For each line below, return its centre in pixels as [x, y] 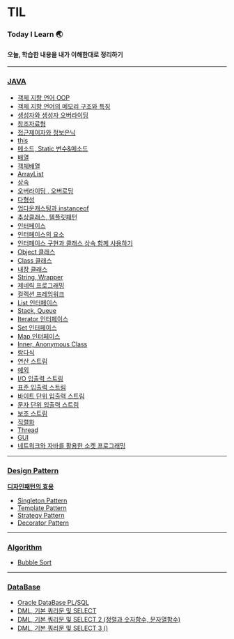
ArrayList [30, 174]
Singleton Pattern [42, 500]
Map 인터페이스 [39, 336]
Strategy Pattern [41, 515]
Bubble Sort [34, 562]
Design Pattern [33, 470]
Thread [28, 430]
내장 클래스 [32, 269]
